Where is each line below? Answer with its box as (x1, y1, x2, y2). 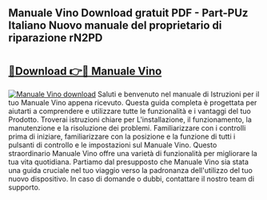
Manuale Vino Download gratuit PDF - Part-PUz (8, 6, 249, 20)
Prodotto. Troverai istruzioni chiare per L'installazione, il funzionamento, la (8, 115, 252, 124)
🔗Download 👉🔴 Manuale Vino (8, 64, 162, 78)
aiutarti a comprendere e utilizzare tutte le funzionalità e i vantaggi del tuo (8, 107, 252, 116)
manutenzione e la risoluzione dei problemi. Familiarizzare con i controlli (8, 124, 246, 132)
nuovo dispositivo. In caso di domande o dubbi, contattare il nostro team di (8, 175, 254, 183)
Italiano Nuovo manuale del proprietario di (8, 19, 222, 33)
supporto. (8, 182, 41, 192)
